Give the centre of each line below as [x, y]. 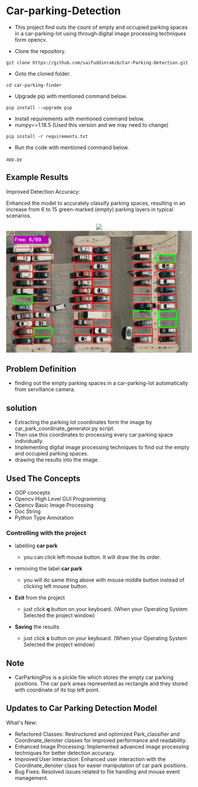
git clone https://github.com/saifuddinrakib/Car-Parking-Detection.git [97, 63]
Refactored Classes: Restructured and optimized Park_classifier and [97, 734]
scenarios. [19, 215]
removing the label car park [48, 569]
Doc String [28, 511]
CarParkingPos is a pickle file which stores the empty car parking [94, 677]
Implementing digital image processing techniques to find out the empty [102, 447]
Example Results [37, 177]
